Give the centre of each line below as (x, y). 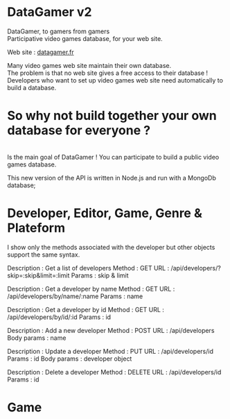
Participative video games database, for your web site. (85, 38)
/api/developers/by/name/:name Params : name (75, 296)
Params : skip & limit (100, 275)
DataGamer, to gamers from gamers (59, 31)
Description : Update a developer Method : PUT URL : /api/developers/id (110, 351)
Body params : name (37, 338)
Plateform (36, 228)
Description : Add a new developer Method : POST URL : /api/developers (111, 330)
